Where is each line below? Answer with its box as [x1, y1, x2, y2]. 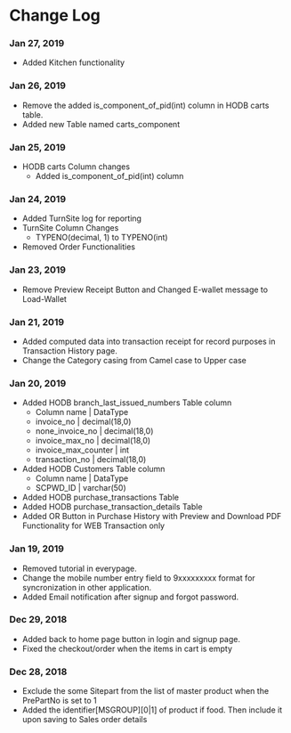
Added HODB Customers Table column [21, 464, 166, 475]
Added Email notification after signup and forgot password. [21, 591, 239, 602]
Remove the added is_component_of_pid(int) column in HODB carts [21, 100, 270, 110]
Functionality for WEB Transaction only [21, 520, 166, 531]
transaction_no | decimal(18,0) [35, 454, 147, 465]
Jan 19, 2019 [9, 542, 65, 555]
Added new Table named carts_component [21, 118, 181, 129]
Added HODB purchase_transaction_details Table [21, 501, 203, 512]
